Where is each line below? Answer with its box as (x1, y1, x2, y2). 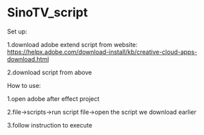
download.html (7, 55, 49, 63)
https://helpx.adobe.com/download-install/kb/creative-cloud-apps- (7, 48, 197, 56)
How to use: (7, 81, 41, 89)
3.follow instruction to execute (7, 121, 92, 129)
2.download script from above (7, 68, 92, 76)
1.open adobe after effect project (7, 94, 100, 103)
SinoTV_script (7, 5, 88, 20)
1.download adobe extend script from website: (7, 40, 138, 48)
